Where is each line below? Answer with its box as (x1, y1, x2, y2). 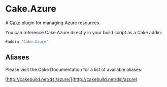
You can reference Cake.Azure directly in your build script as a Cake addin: (5, 29, 162, 35)
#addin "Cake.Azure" (5, 39, 49, 44)
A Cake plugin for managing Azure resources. (5, 20, 101, 26)
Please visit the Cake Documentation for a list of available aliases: (5, 66, 143, 72)
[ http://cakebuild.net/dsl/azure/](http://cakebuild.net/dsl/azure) (5, 76, 138, 82)
